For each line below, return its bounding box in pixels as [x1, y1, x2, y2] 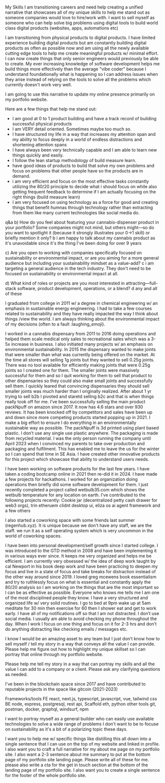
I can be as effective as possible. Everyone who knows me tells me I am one [5, 589, 160, 595]
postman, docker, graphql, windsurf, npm [5, 706, 89, 712]
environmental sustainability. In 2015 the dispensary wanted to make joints [5, 347, 156, 352]
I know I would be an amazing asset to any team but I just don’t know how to [5, 636, 160, 642]
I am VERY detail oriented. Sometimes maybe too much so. [12, 126, 132, 132]
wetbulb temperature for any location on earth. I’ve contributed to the [5, 492, 146, 498]
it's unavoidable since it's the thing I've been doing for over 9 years [5, 240, 142, 246]
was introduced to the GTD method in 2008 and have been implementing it [5, 548, 157, 554]
